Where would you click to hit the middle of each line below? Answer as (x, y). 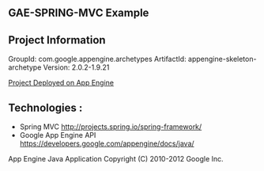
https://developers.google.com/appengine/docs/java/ (107, 144)
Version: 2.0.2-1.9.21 (76, 67)
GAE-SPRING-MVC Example (79, 13)
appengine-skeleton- (223, 59)
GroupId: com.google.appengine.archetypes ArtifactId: (98, 59)
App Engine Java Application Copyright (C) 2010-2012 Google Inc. (116, 159)
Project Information (57, 40)
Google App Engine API (58, 135)
